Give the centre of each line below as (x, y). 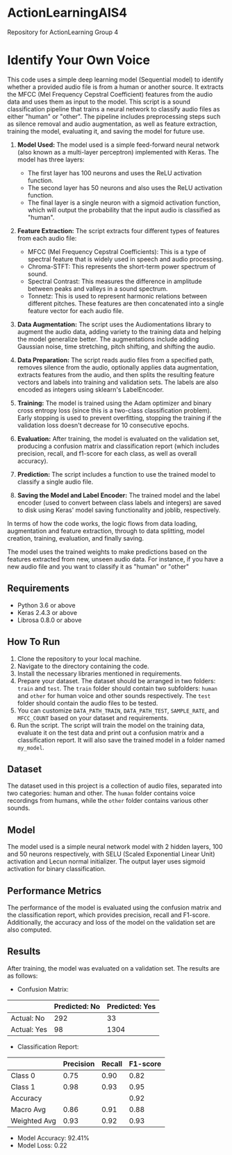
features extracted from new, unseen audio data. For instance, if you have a (115, 559)
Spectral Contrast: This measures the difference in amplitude (115, 281)
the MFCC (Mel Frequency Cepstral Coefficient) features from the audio (110, 94)
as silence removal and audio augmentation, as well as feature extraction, (112, 124)
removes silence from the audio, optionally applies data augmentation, (118, 367)
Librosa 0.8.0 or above (49, 620)
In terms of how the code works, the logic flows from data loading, (102, 523)
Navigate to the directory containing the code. (83, 666)
